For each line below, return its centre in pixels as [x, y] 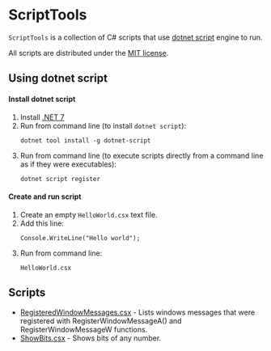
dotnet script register [60, 179]
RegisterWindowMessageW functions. [84, 329]
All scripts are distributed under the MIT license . [89, 53]
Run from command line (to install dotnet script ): [103, 125]
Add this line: [42, 223]
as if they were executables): [68, 164]
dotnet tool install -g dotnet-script [85, 140]
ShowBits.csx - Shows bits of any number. [91, 338]
